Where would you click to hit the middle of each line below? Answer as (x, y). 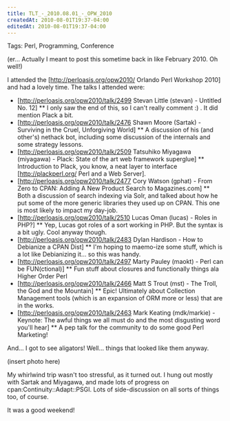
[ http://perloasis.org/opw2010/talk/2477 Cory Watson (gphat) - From (115, 181)
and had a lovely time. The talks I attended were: (76, 88)
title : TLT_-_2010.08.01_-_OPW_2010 (60, 13)
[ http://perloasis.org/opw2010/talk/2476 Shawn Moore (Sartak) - (109, 123)
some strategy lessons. (50, 145)
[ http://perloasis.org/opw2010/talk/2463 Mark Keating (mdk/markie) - (116, 313)
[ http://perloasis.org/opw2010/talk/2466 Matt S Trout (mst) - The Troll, (117, 284)
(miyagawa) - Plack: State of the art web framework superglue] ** (111, 159)
